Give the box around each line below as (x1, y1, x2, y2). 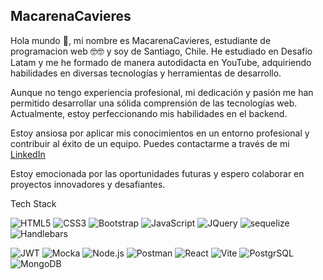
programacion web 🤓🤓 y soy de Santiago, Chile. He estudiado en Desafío (10, 45, 313, 57)
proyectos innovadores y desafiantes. (10, 178, 166, 190)
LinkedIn (10, 148, 46, 160)
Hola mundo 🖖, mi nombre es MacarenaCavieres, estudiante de (10, 34, 272, 46)
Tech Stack (10, 197, 57, 209)
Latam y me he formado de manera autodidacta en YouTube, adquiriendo (10, 56, 312, 68)
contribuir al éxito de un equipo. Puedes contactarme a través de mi (10, 137, 290, 149)
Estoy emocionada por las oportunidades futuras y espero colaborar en (10, 167, 305, 179)
